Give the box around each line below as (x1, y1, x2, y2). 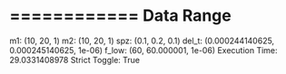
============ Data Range (9, 5, 232, 26)
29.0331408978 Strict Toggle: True (9, 54, 141, 65)
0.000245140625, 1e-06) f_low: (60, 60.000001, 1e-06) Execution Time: (9, 44, 279, 55)
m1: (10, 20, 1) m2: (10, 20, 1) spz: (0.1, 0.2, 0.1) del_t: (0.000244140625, (9, 35, 275, 46)
